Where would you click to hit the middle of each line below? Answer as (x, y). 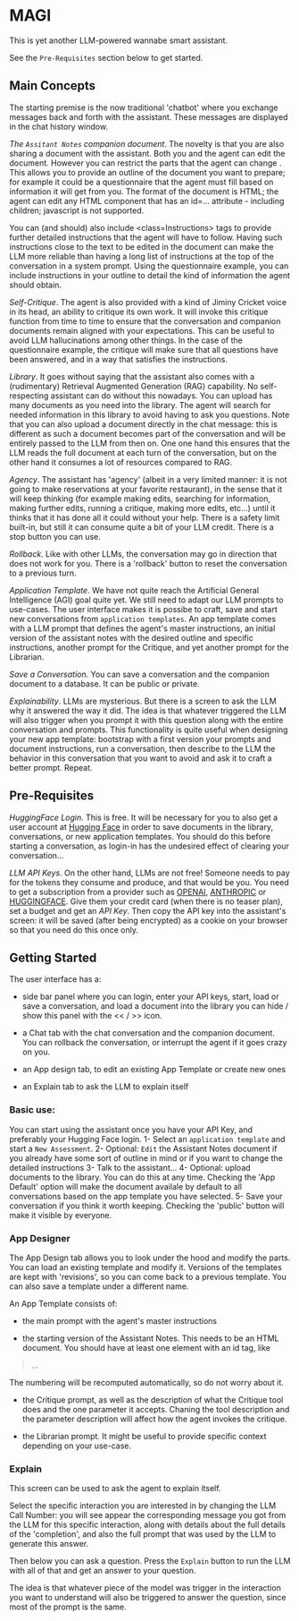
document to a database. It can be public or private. (104, 683)
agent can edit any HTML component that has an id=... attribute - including (147, 200)
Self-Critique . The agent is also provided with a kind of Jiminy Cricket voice (148, 302)
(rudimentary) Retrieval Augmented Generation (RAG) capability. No (134, 386)
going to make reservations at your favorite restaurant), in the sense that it (146, 489)
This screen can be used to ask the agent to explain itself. (115, 1489)
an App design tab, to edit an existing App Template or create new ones (154, 1070)
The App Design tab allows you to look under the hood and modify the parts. (150, 1258)
